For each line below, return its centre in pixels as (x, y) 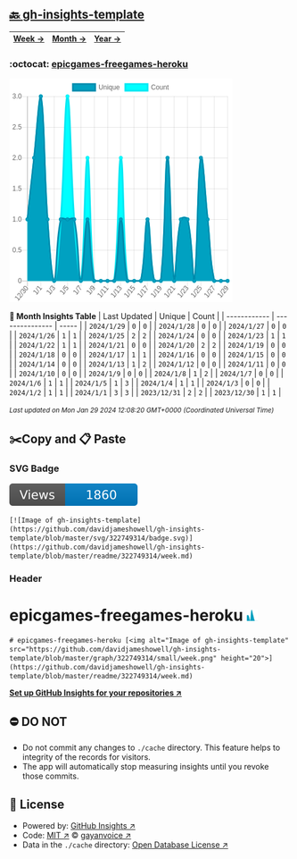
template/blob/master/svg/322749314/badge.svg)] (101, 538)
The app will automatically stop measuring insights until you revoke (145, 767)
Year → (108, 38)
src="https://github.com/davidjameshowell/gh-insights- (115, 649)
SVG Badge (34, 468)
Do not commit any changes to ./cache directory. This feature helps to (151, 748)
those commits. (50, 776)
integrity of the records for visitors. (87, 757)
